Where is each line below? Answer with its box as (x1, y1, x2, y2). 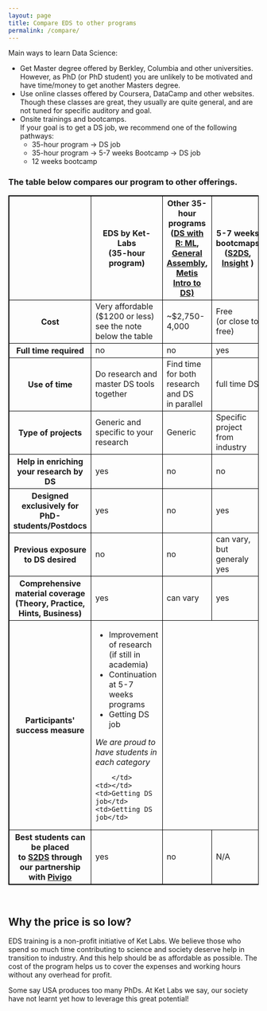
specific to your (95, 427, 153, 438)
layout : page (8, 11, 52, 20)
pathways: (19, 131, 54, 141)
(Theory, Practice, (15, 598, 86, 609)
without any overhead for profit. (8, 970, 113, 980)
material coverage (14, 587, 86, 599)
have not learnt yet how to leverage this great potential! (8, 994, 189, 1004)
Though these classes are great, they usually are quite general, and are (19, 97, 253, 107)
